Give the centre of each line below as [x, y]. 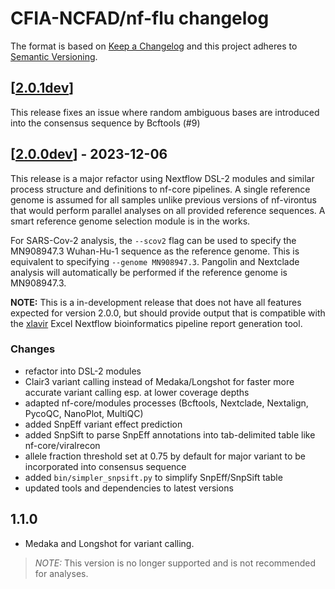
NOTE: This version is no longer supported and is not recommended [175, 563]
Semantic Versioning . [54, 56]
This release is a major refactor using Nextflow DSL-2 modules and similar [162, 178]
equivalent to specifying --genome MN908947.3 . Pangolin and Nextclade [155, 261]
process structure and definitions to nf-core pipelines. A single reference [160, 189]
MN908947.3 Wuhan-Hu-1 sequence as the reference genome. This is [155, 251]
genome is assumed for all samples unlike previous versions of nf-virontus [163, 199]
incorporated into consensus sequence [105, 466]
